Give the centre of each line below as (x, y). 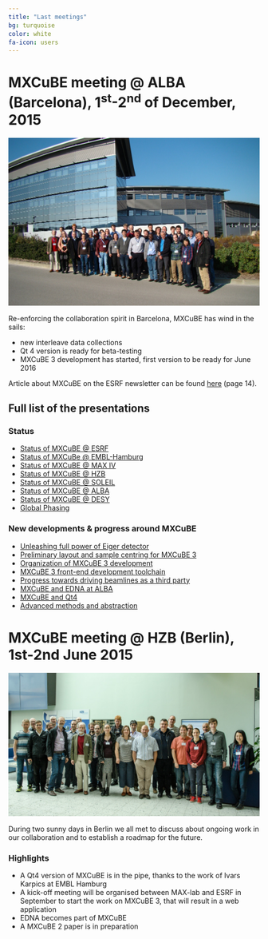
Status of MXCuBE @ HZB (63, 474)
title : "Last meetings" (48, 17)
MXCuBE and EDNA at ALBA (66, 588)
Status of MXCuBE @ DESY (65, 499)
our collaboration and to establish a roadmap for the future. (106, 838)
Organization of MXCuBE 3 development (86, 563)
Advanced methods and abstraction (79, 605)
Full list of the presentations (79, 409)
